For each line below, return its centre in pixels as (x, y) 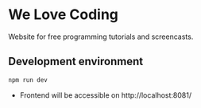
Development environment (76, 62)
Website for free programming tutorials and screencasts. (101, 37)
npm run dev (28, 80)
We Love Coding (64, 15)
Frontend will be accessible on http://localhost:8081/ (106, 95)
